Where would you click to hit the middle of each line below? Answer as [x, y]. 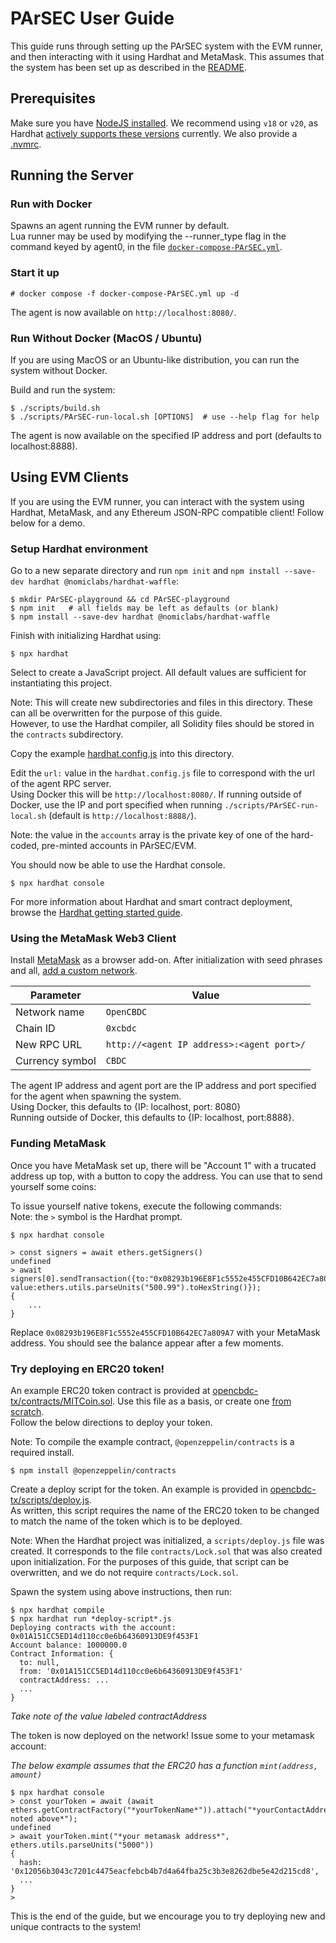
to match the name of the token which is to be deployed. [126, 1521]
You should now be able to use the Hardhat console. [118, 865]
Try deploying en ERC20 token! [87, 1369]
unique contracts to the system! [76, 1927]
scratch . [27, 1412]
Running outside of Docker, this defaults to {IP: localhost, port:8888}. [152, 1118]
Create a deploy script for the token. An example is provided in [139, 1489]
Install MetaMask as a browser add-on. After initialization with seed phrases [166, 960]
